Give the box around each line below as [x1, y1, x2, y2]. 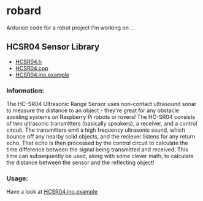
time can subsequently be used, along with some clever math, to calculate [6, 153, 194, 160]
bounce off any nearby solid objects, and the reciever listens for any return [6, 133, 196, 140]
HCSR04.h [15, 58, 42, 65]
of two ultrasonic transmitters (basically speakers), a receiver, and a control [6, 120, 197, 127]
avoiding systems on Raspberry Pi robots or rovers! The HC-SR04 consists [6, 113, 196, 121]
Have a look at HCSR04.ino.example [6, 188, 98, 195]
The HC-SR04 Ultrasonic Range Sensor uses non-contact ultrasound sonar [6, 100, 197, 108]
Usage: [6, 174, 29, 183]
